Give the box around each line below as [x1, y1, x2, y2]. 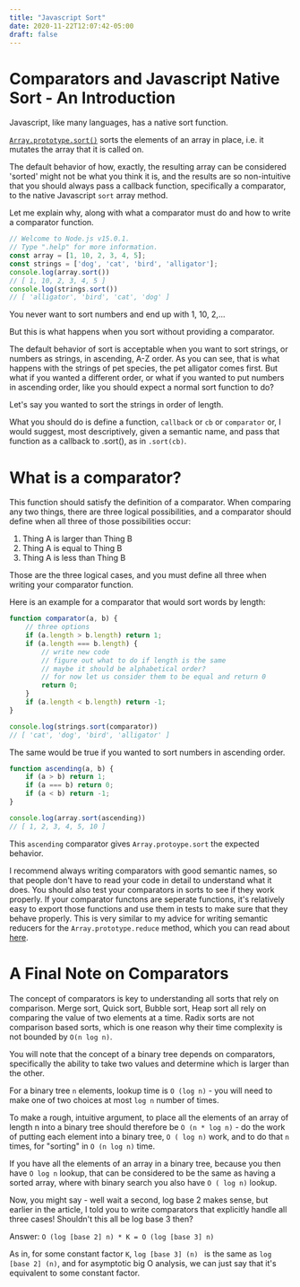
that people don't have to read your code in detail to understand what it [9, 874, 272, 885]
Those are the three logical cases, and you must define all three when [9, 570, 267, 581]
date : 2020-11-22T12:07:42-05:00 [9, 22, 134, 31]
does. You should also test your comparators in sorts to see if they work [9, 884, 275, 895]
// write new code [41, 647, 110, 656]
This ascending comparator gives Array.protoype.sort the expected [9, 838, 260, 849]
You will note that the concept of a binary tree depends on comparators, [9, 1048, 276, 1059]
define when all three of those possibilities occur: [9, 516, 192, 527]
